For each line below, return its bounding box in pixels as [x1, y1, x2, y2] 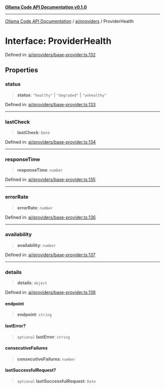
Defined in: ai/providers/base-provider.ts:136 [5, 214, 96, 220]
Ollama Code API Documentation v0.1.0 [5, 4, 87, 10]
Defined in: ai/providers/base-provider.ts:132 [5, 52, 96, 58]
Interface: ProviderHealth [5, 35, 111, 47]
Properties [5, 66, 38, 74]
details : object [17, 280, 48, 286]
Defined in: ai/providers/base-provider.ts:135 [5, 177, 96, 182]
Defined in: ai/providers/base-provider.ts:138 [5, 290, 96, 296]
